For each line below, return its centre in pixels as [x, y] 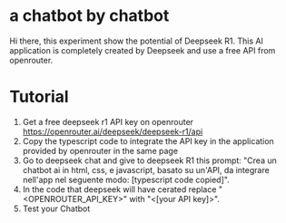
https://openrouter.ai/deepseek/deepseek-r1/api [113, 131]
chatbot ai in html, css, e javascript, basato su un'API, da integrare [146, 170]
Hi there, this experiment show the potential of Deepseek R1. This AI [136, 41]
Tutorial [39, 97]
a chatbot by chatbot [89, 16]
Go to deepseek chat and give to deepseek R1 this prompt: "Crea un [149, 160]
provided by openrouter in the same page [100, 150]
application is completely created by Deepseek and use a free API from [143, 50]
